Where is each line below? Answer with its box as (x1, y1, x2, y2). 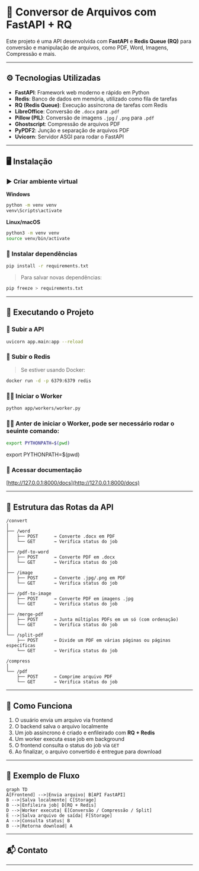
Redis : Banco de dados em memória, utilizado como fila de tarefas (14, 95, 178, 102)
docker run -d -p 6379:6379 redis (6, 377, 92, 384)
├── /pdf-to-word (6, 549, 49, 555)
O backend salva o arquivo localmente (14, 722, 108, 730)
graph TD (6, 787, 28, 793)
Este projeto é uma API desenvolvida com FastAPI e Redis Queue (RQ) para (6, 37, 191, 45)
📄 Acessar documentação (6, 466, 82, 474)
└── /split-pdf (6, 632, 44, 638)
